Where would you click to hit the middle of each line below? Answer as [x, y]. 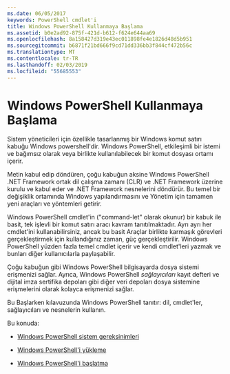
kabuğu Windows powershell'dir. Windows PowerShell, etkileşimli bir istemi [114, 146]
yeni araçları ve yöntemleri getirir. [54, 204]
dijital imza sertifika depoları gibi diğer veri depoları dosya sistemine [104, 282]
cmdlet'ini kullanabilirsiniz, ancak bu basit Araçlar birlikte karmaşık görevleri [115, 232]
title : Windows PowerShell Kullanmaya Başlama [75, 26]
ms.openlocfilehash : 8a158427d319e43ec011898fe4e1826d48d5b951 [100, 39]
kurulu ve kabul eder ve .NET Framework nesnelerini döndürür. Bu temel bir [114, 189]
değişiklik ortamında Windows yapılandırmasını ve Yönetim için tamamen [110, 197]
